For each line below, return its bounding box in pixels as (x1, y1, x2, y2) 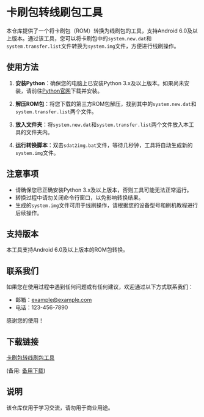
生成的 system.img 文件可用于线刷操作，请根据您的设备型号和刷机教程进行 (15, 201, 199, 209)
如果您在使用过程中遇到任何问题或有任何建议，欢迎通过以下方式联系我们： (6, 283, 194, 291)
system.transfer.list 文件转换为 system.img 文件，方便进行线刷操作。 (6, 42, 180, 50)
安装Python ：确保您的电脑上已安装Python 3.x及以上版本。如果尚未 (15, 79, 184, 86)
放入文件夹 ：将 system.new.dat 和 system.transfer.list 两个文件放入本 (15, 121, 189, 128)
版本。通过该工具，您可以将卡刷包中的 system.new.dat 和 (11, 34, 152, 42)
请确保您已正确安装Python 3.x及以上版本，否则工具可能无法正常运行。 (15, 186, 192, 193)
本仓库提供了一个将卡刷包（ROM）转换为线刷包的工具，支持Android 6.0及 (6, 27, 192, 34)
